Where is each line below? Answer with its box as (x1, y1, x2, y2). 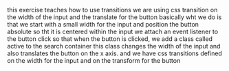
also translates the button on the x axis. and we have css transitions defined (7, 49, 222, 57)
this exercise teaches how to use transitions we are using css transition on (7, 6, 218, 14)
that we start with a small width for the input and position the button (7, 20, 199, 28)
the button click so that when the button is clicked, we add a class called (7, 35, 213, 43)
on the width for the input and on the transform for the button (7, 57, 181, 64)
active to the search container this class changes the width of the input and (7, 42, 221, 50)
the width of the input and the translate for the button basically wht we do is (7, 13, 222, 21)
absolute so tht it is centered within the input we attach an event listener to (7, 27, 219, 35)
